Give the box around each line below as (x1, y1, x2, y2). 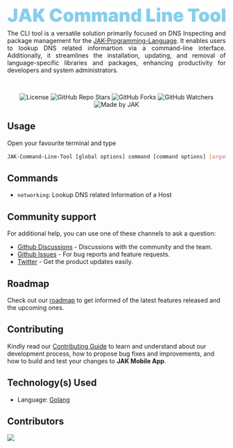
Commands (7, 172, 59, 184)
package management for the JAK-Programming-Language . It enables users (7, 36, 226, 44)
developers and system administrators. (7, 66, 119, 74)
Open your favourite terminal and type (7, 139, 116, 147)
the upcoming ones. (7, 303, 64, 312)
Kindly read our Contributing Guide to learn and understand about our (7, 342, 207, 350)
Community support (7, 210, 97, 222)
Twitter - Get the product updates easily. (17, 258, 133, 266)
